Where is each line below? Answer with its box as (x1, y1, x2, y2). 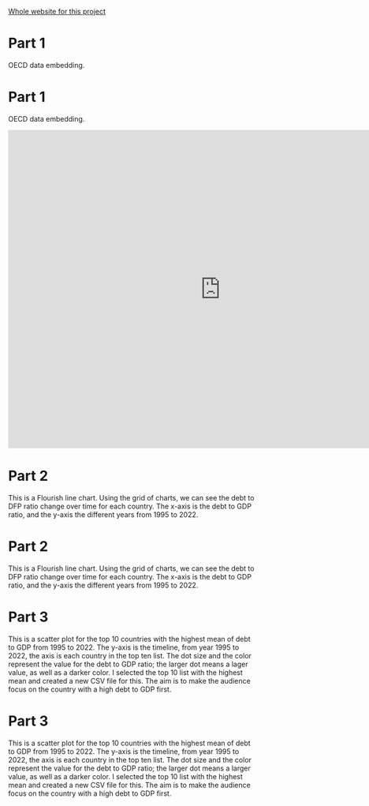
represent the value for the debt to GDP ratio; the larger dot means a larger (8, 763, 251, 773)
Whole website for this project (8, 7, 106, 16)
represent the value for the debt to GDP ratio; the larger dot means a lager (8, 659, 248, 669)
